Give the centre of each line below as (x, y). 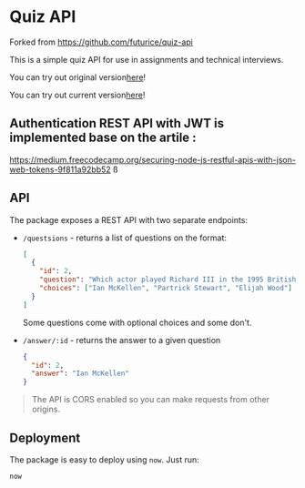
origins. (46, 409)
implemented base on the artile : (103, 138)
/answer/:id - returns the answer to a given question (122, 340)
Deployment (45, 437)
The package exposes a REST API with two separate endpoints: (129, 219)
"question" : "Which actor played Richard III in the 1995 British (168, 280)
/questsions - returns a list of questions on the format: (125, 238)
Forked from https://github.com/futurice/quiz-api (101, 42)
